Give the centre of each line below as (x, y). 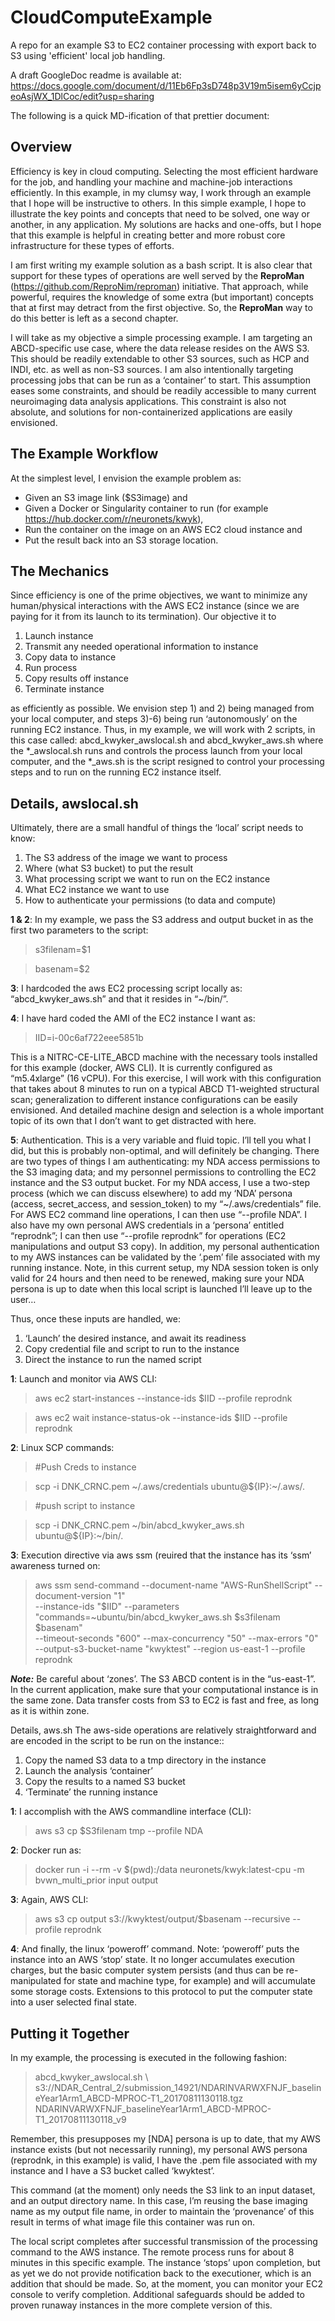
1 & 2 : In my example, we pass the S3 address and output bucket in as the (162, 920)
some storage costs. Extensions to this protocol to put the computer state (161, 1992)
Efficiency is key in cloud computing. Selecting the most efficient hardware (164, 171)
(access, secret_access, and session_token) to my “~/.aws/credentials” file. (166, 1204)
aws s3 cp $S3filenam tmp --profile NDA (119, 1831)
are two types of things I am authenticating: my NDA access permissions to (165, 1162)
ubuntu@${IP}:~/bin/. (79, 1536)
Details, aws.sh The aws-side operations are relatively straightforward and (163, 1730)
